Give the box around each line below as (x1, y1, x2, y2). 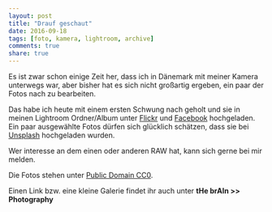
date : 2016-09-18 (8, 27, 67, 35)
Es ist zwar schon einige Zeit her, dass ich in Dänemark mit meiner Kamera (8, 72, 258, 81)
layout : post (8, 11, 53, 20)
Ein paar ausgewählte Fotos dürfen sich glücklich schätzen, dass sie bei (8, 122, 249, 131)
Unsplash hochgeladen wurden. (8, 130, 115, 140)
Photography (8, 195, 54, 204)
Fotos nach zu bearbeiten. (8, 89, 96, 98)
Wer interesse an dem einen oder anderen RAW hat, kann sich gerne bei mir (8, 146, 262, 155)
